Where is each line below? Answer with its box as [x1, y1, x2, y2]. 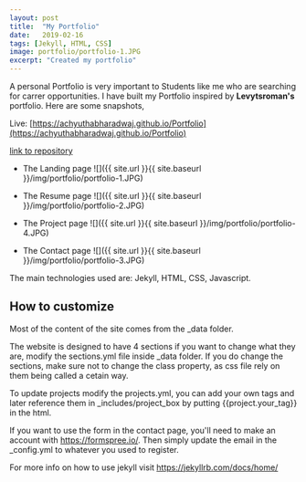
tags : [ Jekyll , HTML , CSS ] [9, 38, 112, 48]
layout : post [9, 13, 59, 23]
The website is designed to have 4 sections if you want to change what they [9, 341, 296, 351]
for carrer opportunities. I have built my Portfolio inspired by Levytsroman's [9, 90, 295, 101]
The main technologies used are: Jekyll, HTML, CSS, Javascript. [9, 273, 251, 283]
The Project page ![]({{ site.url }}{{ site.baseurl [22, 218, 198, 228]
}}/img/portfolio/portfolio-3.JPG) [22, 255, 145, 266]
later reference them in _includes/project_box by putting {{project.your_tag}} [9, 397, 298, 408]
